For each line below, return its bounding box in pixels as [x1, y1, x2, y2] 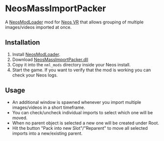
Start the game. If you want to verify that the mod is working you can [12, 67, 151, 73]
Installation [5, 39, 40, 47]
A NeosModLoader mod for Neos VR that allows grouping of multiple [5, 19, 144, 25]
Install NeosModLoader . [12, 51, 61, 57]
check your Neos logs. [12, 72, 58, 78]
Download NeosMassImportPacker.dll [12, 57, 89, 62]
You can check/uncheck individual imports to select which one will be [12, 109, 153, 115]
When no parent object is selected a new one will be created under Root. [12, 120, 159, 126]
